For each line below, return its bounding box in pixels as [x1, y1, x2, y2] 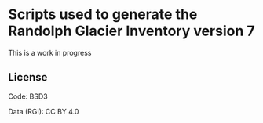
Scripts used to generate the [8, 5, 198, 24]
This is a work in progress [8, 48, 92, 57]
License [8, 71, 48, 84]
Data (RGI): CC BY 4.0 [8, 107, 79, 116]
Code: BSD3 [8, 92, 49, 101]
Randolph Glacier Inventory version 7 [8, 22, 255, 40]
